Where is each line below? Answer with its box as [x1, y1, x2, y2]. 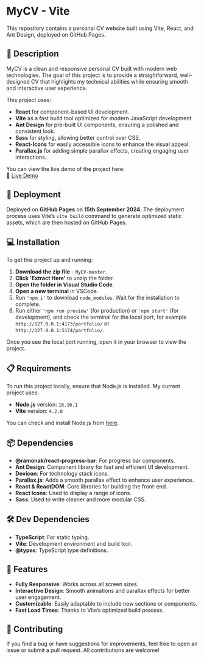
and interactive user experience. [6, 84, 88, 92]
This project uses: [6, 96, 52, 103]
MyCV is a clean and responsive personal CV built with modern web [6, 65, 177, 72]
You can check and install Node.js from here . [6, 419, 119, 427]
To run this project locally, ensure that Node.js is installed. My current [6, 383, 181, 390]
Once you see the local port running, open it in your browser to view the [6, 338, 187, 346]
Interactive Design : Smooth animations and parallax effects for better [15, 587, 191, 594]
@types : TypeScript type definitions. [15, 546, 108, 554]
